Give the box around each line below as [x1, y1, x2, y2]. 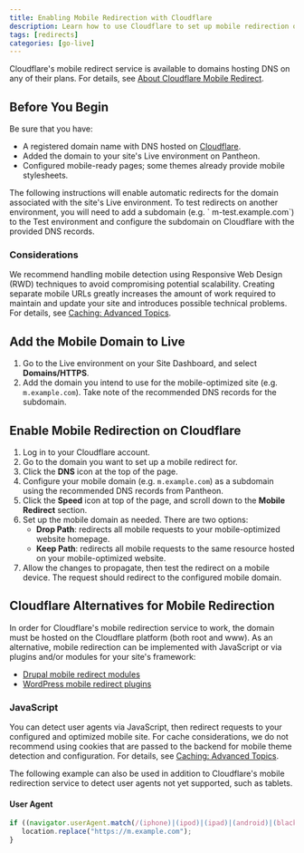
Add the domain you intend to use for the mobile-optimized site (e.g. [22, 377, 278, 388]
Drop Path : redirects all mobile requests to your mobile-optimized [35, 523, 280, 535]
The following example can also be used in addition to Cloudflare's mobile [9, 768, 285, 780]
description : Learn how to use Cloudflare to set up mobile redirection [9, 22, 290, 31]
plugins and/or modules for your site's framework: [9, 651, 196, 662]
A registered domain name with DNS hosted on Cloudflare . [22, 141, 242, 152]
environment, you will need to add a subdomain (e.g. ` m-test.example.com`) [9, 207, 295, 218]
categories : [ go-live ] [9, 38, 95, 48]
